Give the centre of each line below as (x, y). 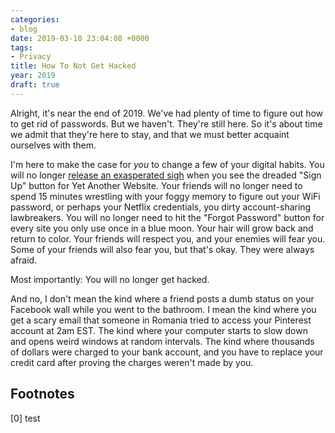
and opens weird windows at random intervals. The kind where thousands (162, 341)
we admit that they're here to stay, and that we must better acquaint (150, 134)
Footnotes (42, 394)
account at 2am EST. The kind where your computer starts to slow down (159, 330)
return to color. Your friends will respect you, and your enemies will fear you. (168, 238)
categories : (35, 19)
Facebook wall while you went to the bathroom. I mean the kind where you (163, 309)
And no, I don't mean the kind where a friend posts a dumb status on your (162, 298)
